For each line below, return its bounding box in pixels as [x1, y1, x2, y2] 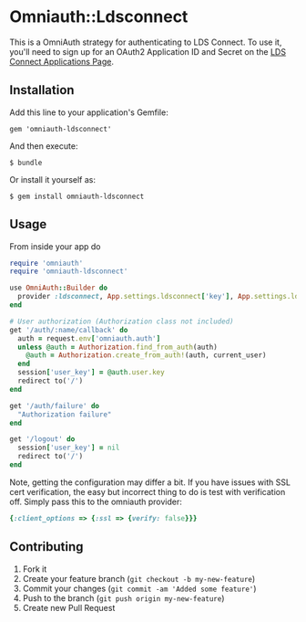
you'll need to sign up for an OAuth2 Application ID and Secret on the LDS [9, 46, 287, 57]
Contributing [9, 539, 84, 554]
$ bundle [9, 158, 43, 167]
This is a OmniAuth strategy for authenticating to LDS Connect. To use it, [9, 37, 282, 47]
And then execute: [9, 140, 78, 152]
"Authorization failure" [17, 409, 112, 419]
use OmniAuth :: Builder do [9, 283, 107, 293]
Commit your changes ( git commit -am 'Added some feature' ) [22, 583, 257, 594]
